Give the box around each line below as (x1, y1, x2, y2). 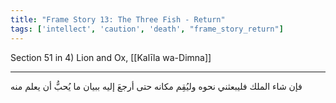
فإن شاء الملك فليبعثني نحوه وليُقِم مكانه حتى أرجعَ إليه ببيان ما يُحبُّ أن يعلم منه (10, 80, 303, 92)
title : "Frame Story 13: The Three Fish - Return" (10, 14, 226, 25)
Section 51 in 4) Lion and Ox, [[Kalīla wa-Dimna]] (10, 51, 212, 63)
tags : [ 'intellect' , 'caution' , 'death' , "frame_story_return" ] (10, 24, 284, 34)
